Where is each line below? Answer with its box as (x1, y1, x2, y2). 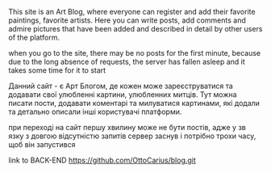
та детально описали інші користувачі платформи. (8, 107, 182, 116)
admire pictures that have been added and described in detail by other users (8, 24, 263, 33)
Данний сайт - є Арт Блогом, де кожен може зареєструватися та (8, 81, 234, 91)
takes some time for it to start (8, 65, 106, 75)
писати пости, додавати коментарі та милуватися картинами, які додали (8, 99, 261, 108)
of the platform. (8, 32, 60, 42)
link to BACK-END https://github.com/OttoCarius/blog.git (8, 155, 196, 165)
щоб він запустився (8, 140, 76, 149)
